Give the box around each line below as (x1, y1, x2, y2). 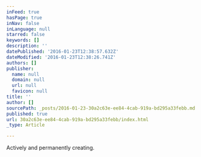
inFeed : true (6, 9, 40, 15)
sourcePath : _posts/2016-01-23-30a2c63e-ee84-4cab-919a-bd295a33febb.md (6, 105, 196, 111)
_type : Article (6, 122, 45, 128)
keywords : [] (6, 37, 40, 43)
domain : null (12, 77, 45, 83)
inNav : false (6, 20, 40, 26)
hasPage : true (6, 15, 43, 21)
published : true (6, 111, 48, 117)
